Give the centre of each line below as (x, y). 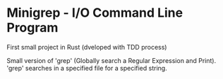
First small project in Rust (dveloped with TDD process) (87, 47)
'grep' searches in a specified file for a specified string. (87, 68)
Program (32, 28)
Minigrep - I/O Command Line (95, 13)
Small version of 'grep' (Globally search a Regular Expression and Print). (111, 60)
